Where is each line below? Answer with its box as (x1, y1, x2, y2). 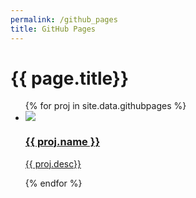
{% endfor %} (24, 177, 83, 189)
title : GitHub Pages (10, 24, 97, 34)
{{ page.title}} (10, 67, 130, 90)
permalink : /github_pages (10, 14, 118, 25)
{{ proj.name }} (24, 135, 101, 149)
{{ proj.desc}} (24, 157, 82, 170)
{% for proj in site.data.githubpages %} (24, 100, 187, 112)
